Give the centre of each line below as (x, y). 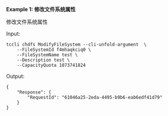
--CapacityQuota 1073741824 (51, 65)
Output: (15, 76)
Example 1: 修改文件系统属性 (41, 9)
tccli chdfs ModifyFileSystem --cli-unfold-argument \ (76, 44)
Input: (13, 34)
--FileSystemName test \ (47, 55)
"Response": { (34, 92)
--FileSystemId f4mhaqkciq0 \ (54, 50)
